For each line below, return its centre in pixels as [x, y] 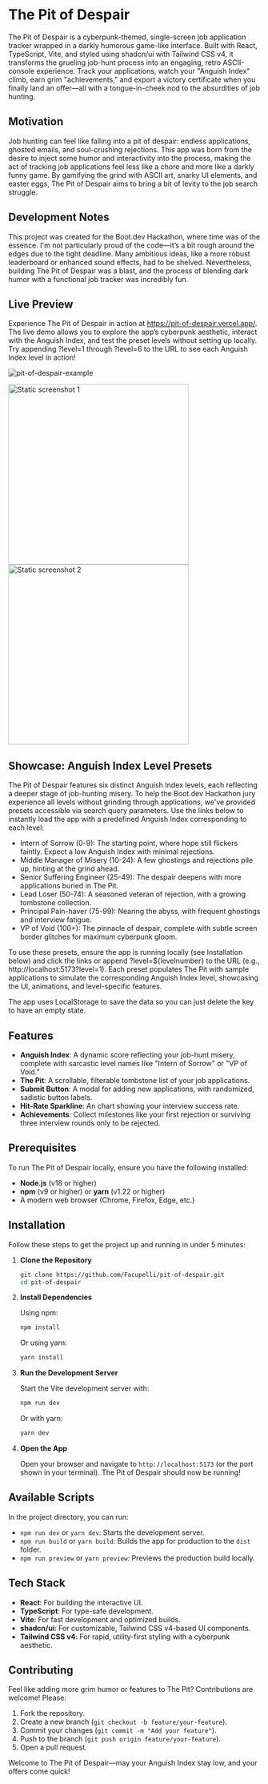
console [22, 70]
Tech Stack [37, 1583]
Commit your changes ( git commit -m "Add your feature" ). [118, 1730]
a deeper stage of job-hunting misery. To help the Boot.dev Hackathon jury [132, 794]
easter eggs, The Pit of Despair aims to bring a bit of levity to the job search [133, 183]
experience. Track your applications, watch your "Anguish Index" [143, 70]
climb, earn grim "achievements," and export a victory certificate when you [132, 79]
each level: [26, 828]
